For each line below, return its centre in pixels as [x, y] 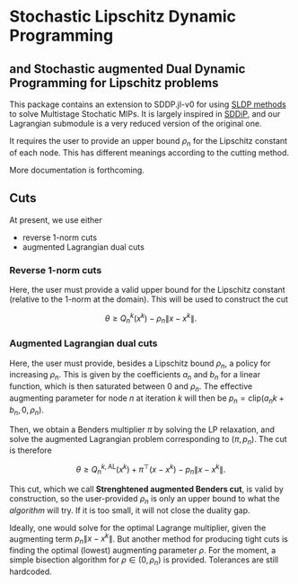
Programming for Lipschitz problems [114, 83]
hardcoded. [31, 571]
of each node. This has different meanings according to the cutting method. [149, 152]
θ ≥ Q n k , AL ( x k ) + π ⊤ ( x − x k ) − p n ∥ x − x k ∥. [151, 470]
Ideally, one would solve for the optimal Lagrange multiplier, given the [138, 527]
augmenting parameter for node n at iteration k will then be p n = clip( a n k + [147, 399]
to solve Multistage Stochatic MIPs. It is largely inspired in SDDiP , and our [145, 114]
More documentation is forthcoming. [77, 170]
